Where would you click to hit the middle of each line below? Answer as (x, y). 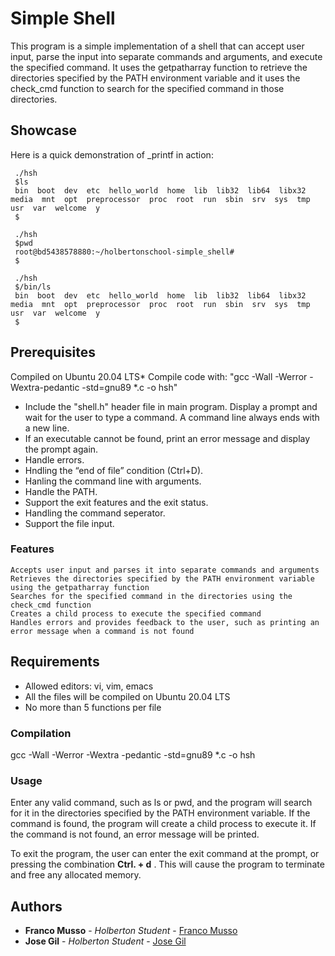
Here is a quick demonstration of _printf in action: (112, 154)
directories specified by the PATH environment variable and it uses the (155, 78)
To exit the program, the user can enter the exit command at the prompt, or (165, 854)
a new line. (47, 428)
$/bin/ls (33, 287)
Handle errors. (54, 459)
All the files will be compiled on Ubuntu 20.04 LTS (127, 696)
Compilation (41, 733)
